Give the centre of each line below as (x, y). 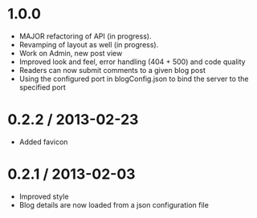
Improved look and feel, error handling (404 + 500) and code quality (132, 62)
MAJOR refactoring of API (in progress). (85, 36)
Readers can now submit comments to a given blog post (112, 70)
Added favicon (43, 142)
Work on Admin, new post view (71, 53)
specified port (42, 87)
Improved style (44, 196)
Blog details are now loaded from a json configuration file (114, 204)
